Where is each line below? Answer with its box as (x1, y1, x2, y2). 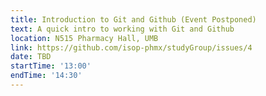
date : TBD (10, 52, 52, 62)
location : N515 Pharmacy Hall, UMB (10, 33, 159, 43)
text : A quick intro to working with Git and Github (10, 24, 235, 34)
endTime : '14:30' (10, 71, 83, 81)
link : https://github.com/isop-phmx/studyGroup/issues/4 (10, 42, 253, 53)
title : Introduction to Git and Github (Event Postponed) (10, 14, 257, 25)
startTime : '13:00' (10, 61, 92, 71)
